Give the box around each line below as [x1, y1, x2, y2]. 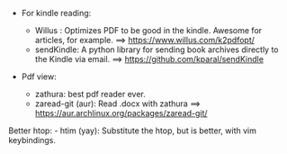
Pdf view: [21, 71, 58, 82]
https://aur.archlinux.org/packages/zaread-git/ [34, 108, 208, 118]
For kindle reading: [21, 8, 92, 18]
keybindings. [8, 135, 56, 145]
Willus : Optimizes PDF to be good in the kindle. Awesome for [34, 25, 263, 35]
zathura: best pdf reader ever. [34, 89, 146, 99]
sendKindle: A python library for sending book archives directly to [34, 44, 280, 55]
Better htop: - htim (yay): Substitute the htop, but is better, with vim [8, 125, 257, 136]
